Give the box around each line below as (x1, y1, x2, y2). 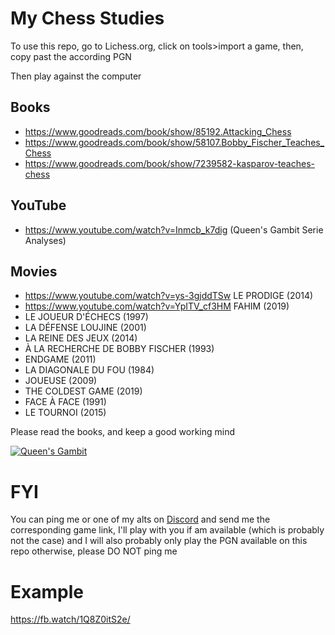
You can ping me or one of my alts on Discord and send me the (10, 513, 271, 526)
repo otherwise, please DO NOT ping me (10, 545, 178, 557)
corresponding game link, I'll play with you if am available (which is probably (10, 524, 325, 536)
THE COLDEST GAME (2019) (24, 385, 143, 397)
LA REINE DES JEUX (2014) (24, 332, 138, 344)
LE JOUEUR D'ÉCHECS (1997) (24, 311, 149, 323)
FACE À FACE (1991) (24, 396, 107, 408)
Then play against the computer (10, 70, 142, 82)
